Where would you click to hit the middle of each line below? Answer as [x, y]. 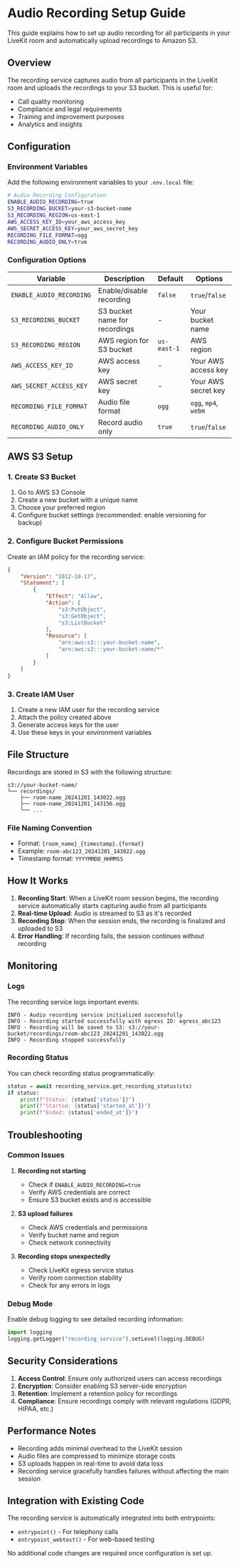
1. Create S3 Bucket [42, 477]
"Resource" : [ [66, 636]
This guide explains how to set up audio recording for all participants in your [119, 33]
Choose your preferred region [61, 508]
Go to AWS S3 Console [51, 493]
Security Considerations [63, 1361]
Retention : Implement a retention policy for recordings [97, 1393]
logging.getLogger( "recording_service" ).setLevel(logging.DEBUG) [106, 1339]
